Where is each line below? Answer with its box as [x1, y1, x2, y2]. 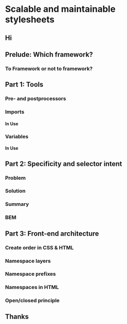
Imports [5, 109, 25, 116]
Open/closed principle [5, 297, 60, 304]
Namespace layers [5, 257, 51, 264]
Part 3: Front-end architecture [5, 229, 99, 238]
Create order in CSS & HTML [5, 244, 74, 251]
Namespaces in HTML [5, 284, 59, 291]
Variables [5, 133, 29, 140]
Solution [5, 188, 26, 195]
